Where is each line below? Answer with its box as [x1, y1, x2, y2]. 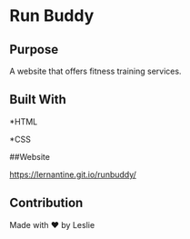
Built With [9, 92, 66, 107]
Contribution [9, 195, 84, 211]
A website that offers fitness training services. [9, 65, 182, 76]
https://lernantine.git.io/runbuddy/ [9, 169, 136, 180]
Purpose [9, 42, 59, 57]
